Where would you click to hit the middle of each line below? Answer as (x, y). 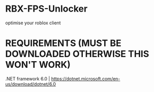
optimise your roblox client (33, 23)
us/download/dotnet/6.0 (30, 84)
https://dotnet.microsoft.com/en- (86, 78)
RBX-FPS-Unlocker (47, 9)
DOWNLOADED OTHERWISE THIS (77, 54)
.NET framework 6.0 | (28, 78)
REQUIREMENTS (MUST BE (63, 43)
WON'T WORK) (38, 65)
